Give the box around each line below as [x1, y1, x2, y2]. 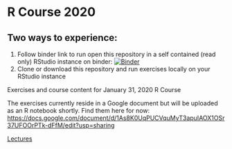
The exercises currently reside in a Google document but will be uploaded [7, 99, 218, 107]
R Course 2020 [7, 4, 96, 20]
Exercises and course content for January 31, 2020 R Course [7, 86, 181, 94]
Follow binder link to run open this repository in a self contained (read [17, 50, 216, 58]
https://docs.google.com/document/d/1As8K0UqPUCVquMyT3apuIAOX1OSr [7, 114, 225, 122]
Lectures [7, 134, 33, 143]
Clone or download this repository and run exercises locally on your [17, 65, 211, 73]
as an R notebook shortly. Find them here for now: [7, 107, 150, 114]
